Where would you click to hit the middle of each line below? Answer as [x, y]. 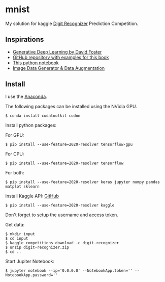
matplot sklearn [22, 186]
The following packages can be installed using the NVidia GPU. [71, 106]
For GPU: [15, 135]
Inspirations [25, 40]
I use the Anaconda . [26, 96]
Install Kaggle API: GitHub [32, 196]
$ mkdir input [20, 234]
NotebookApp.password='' [31, 275]
